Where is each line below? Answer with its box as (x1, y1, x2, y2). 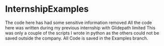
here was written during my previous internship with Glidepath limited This (5, 24, 156, 30)
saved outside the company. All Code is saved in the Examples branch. (5, 35, 148, 41)
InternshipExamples (5, 3, 89, 15)
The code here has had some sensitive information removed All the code (5, 20, 152, 25)
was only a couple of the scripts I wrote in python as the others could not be (5, 30, 160, 36)
